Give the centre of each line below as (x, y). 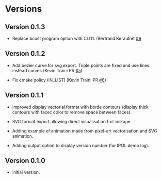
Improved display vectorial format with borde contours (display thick (80, 107)
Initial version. (26, 172)
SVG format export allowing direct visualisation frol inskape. (72, 121)
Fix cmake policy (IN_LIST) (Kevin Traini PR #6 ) (59, 80)
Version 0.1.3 (25, 27)
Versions (24, 9)
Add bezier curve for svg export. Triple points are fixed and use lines (81, 65)
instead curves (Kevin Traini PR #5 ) (47, 70)
